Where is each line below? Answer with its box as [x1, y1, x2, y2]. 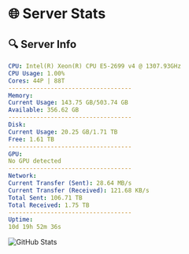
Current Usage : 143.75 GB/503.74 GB [8, 99, 128, 107]
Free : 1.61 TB [8, 135, 55, 143]
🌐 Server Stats [8, 5, 106, 23]
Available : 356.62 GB [8, 106, 80, 114]
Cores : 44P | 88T [8, 76, 65, 85]
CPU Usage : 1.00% [8, 69, 65, 77]
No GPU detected [8, 157, 61, 165]
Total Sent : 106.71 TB [8, 193, 83, 201]
